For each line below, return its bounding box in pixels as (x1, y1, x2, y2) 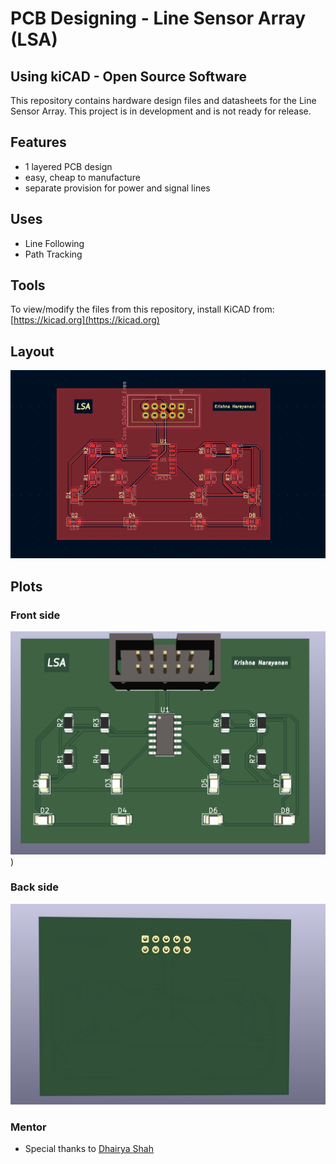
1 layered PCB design (24, 160, 113, 172)
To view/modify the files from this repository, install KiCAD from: (10, 303, 275, 316)
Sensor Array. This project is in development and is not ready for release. (10, 105, 312, 117)
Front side (10, 608, 61, 622)
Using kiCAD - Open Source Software (10, 68, 247, 85)
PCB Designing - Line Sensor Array (10, 7, 307, 30)
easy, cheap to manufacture (24, 171, 141, 183)
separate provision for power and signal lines (24, 182, 211, 194)
